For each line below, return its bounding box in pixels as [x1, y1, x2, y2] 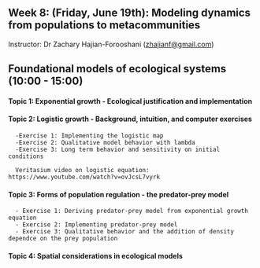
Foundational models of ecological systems [8, 62, 227, 75]
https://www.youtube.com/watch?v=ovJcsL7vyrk [8, 173, 160, 181]
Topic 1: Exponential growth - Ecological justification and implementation [8, 96, 253, 105]
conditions [8, 152, 44, 160]
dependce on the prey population [8, 235, 118, 243]
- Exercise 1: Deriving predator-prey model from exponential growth [15, 207, 248, 215]
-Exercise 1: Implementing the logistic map [15, 132, 164, 140]
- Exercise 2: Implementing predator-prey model [15, 221, 178, 229]
